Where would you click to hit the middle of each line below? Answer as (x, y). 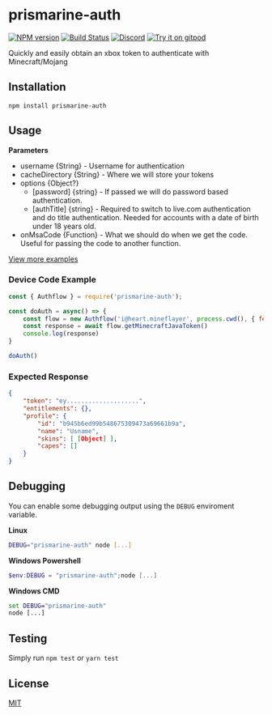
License (29, 683)
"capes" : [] (58, 446)
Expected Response (49, 377)
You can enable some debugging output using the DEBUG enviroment (121, 506)
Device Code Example (53, 279)
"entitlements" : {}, (57, 409)
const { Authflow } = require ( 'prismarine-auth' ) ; (96, 296)
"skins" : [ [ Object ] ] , (77, 439)
